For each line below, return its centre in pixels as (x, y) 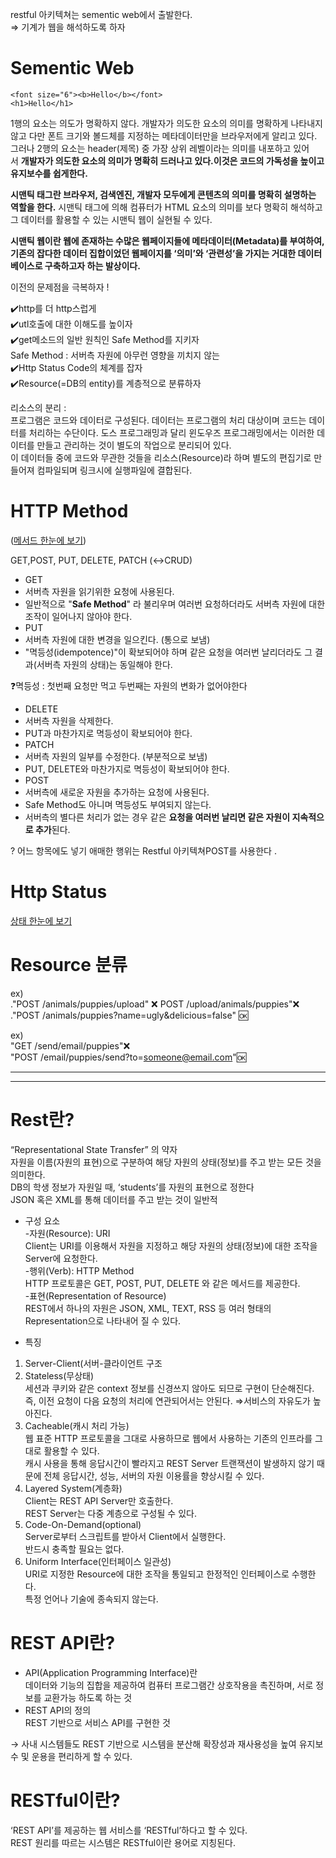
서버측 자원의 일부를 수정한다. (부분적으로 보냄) (116, 756)
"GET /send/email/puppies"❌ (70, 1045)
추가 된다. (52, 829)
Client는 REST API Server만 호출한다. (99, 1500)
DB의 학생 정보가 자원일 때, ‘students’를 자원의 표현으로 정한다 (132, 1187)
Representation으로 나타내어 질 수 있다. (103, 1320)
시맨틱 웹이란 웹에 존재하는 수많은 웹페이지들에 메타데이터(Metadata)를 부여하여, (167, 240)
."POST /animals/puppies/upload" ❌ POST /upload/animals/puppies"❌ (155, 1004)
